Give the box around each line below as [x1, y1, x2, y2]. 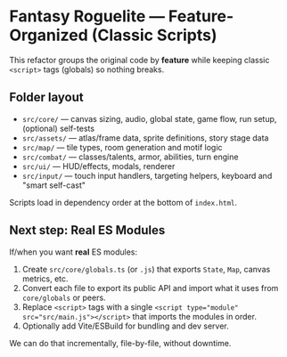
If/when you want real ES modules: [9, 247, 138, 257]
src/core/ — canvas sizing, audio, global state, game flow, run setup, [21, 113, 277, 124]
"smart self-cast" [21, 180, 86, 191]
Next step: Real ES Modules [9, 223, 166, 238]
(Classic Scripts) [91, 25, 217, 45]
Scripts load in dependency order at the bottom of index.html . [9, 197, 238, 207]
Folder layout [9, 90, 84, 105]
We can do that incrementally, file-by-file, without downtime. [9, 337, 232, 348]
